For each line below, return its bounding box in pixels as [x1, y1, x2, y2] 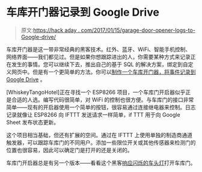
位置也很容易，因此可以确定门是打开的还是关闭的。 [6, 146, 133, 153]
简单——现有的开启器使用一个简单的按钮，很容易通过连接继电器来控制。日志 [6, 103, 196, 111]
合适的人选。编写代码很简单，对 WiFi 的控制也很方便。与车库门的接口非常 [11, 96, 194, 103]
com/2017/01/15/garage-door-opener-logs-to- [81, 26, 195, 34]
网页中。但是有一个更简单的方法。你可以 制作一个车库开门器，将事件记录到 [11, 68, 196, 75]
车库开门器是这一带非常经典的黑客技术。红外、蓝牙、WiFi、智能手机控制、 [6, 46, 191, 53]
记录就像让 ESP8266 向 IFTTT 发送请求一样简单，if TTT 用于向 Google [6, 111, 180, 118]
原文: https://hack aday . [20, 26, 80, 34]
